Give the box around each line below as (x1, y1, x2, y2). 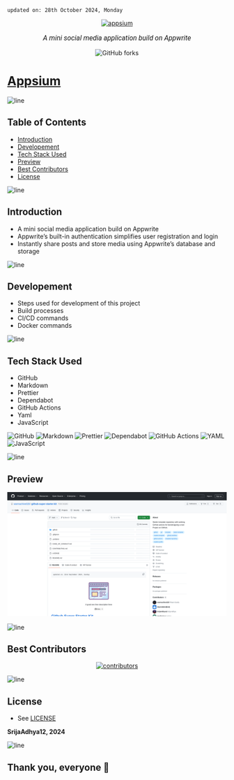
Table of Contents (7, 117, 87, 129)
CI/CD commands (17, 314, 69, 322)
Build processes (17, 307, 64, 315)
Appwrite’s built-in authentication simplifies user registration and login (17, 232, 218, 240)
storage (17, 247, 40, 255)
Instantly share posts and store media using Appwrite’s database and (17, 239, 216, 247)
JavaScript (17, 419, 49, 427)
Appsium (7, 73, 61, 89)
